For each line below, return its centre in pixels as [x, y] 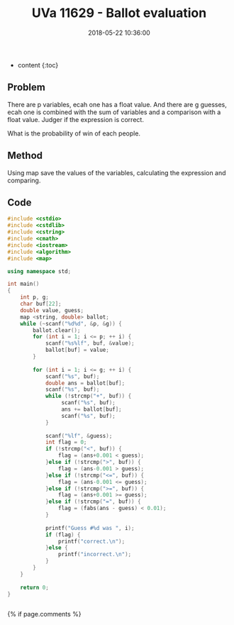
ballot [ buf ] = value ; [77, 350]
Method [25, 156]
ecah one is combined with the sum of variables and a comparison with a [114, 112]
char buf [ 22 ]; [41, 304]
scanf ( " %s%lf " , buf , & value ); [90, 343]
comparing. [24, 180]
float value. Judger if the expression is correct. [76, 119]
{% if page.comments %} [44, 614]
